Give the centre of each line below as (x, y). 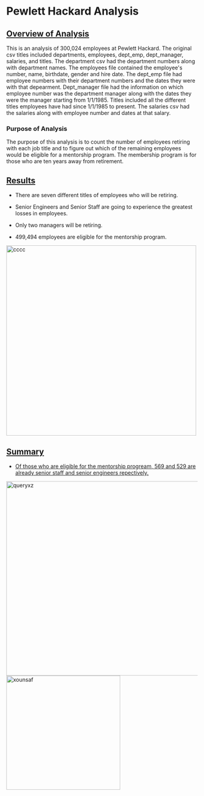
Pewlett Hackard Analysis (73, 11)
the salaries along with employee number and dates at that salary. (89, 113)
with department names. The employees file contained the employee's (94, 68)
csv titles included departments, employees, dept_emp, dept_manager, (95, 55)
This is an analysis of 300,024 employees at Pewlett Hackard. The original (99, 48)
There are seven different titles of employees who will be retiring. (97, 195)
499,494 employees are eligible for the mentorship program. (91, 237)
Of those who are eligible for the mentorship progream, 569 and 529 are (105, 466)
